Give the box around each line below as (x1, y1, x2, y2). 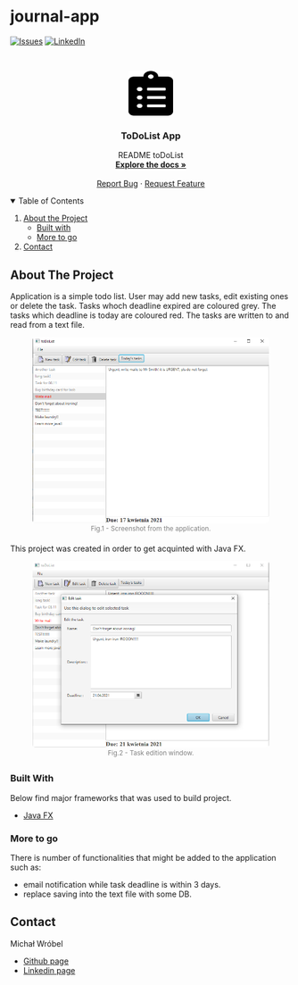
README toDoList (118, 150, 184, 161)
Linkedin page (22, 964, 76, 975)
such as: (10, 862, 42, 872)
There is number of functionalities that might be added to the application (10, 852, 277, 863)
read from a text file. (10, 320, 86, 330)
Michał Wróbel (10, 938, 63, 948)
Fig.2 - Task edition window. (107, 748, 195, 757)
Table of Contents (18, 196, 84, 206)
